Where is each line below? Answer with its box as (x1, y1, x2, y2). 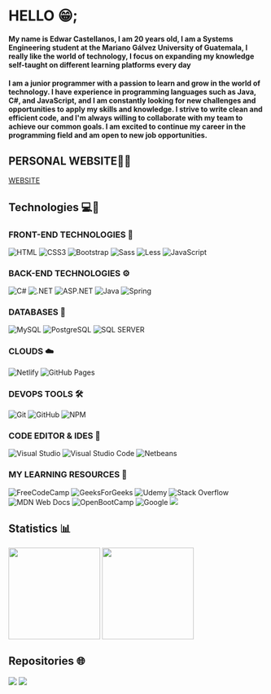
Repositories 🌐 (8, 654, 85, 668)
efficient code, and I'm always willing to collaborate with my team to (8, 113, 243, 123)
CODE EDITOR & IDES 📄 (8, 430, 101, 441)
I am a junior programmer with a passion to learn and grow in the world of (8, 78, 260, 88)
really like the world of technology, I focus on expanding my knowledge (8, 51, 255, 61)
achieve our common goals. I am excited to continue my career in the (8, 121, 247, 132)
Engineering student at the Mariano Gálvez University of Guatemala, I (8, 42, 248, 52)
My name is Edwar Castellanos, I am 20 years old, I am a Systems (8, 33, 234, 43)
